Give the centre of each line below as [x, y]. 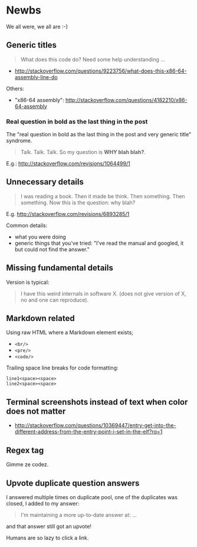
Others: [15, 89]
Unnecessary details [45, 182]
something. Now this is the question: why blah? [78, 202]
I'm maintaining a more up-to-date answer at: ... [78, 515]
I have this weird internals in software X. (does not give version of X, [104, 293]
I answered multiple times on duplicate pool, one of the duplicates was [92, 497]
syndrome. [19, 141]
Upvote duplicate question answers [73, 483]
